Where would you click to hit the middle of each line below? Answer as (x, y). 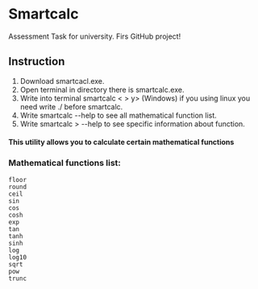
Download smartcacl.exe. (62, 81)
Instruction (37, 62)
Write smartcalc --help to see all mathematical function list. (119, 115)
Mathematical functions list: (64, 163)
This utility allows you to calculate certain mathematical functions (121, 142)
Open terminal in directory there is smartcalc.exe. (102, 89)
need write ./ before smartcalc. (71, 106)
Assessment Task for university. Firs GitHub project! (95, 36)
